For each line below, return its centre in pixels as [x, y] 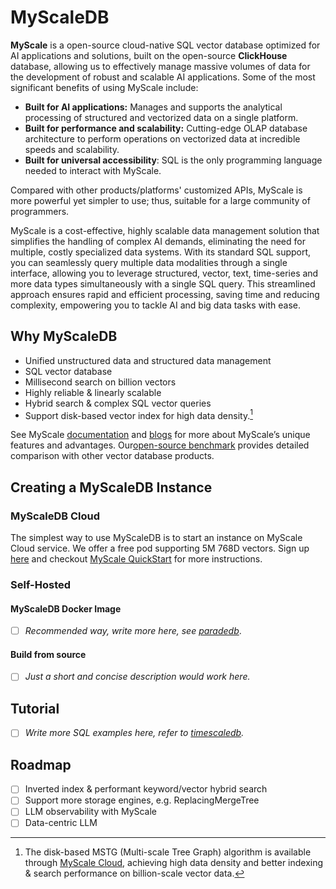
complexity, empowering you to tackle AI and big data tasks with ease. [156, 305]
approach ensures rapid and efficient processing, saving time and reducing [165, 294]
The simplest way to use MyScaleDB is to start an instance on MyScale [156, 538]
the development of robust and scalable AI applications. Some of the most [163, 77]
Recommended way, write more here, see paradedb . [133, 631]
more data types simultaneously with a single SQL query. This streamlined [163, 283]
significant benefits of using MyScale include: [104, 87]
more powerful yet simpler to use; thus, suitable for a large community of [160, 200]
